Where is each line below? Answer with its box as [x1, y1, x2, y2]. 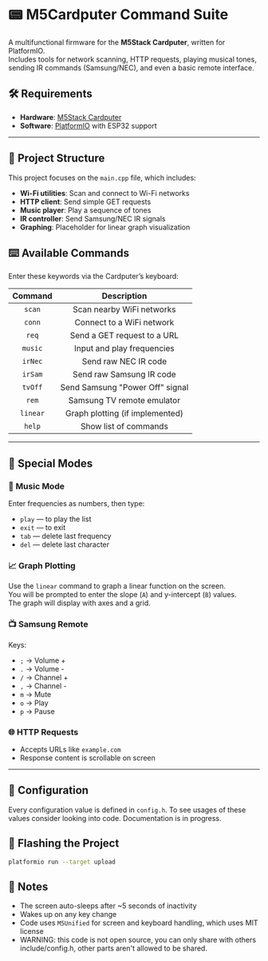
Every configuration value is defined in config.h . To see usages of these [8, 804, 246, 815]
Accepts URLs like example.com [19, 744, 121, 754]
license [19, 927, 44, 936]
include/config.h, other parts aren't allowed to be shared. [19, 943, 207, 953]
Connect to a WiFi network [74, 317, 175, 328]
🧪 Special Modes [8, 457, 93, 470]
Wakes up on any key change [19, 910, 117, 919]
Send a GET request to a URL [69, 330, 179, 341]
